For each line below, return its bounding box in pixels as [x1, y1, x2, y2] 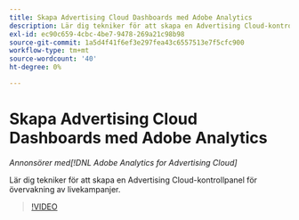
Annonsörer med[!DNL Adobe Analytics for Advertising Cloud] [9, 157, 238, 167]
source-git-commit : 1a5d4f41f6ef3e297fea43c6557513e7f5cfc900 [9, 37, 245, 47]
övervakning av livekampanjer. [9, 183, 121, 194]
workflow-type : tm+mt [9, 46, 90, 55]
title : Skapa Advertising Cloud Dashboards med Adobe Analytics [9, 12, 253, 22]
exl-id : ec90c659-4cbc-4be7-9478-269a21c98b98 [9, 29, 185, 38]
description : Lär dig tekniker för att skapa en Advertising [9, 21, 241, 30]
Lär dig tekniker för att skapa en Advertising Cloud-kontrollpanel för [9, 175, 258, 185]
